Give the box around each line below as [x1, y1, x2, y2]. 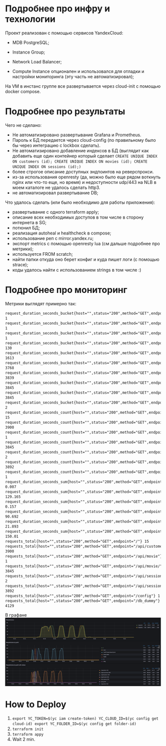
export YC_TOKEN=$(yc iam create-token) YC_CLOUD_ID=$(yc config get [12, 716, 159, 721]
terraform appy [12, 732, 44, 737]
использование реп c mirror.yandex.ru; [12, 235, 94, 241]
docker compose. [5, 88, 41, 94]
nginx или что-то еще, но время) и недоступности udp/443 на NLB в [12, 179, 157, 185]
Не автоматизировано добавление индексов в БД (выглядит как [12, 147, 149, 154]
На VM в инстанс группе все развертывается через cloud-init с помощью [5, 83, 161, 89]
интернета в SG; [12, 219, 47, 226]
